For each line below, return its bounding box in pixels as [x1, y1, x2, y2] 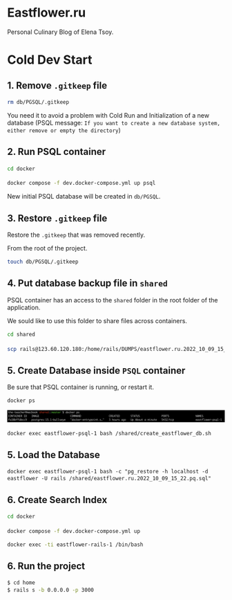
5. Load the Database [7, 448, 100, 461]
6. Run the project [7, 561, 85, 572]
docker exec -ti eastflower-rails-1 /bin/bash [7, 541, 144, 548]
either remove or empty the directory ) [7, 126, 121, 134]
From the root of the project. [7, 244, 88, 253]
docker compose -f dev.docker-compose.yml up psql [7, 180, 156, 187]
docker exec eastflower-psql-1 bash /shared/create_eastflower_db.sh [7, 430, 212, 437]
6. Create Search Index [7, 493, 108, 506]
